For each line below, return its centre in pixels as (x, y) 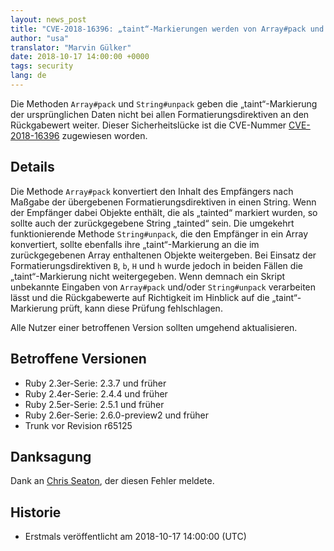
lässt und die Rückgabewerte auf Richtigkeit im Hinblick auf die (140, 297)
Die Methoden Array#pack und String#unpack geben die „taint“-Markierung (164, 103)
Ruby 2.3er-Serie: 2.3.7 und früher (95, 383)
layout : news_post (48, 19)
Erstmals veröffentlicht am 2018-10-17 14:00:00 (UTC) (135, 537)
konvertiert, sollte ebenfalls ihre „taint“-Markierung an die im (135, 244)
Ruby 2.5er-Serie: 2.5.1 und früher (94, 404)
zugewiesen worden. (104, 135)
